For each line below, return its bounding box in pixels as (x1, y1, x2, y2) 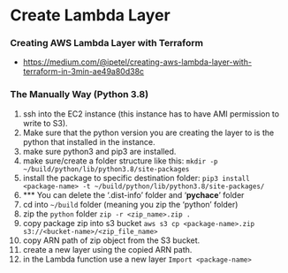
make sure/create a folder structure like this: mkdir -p (22, 155, 218, 166)
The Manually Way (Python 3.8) (10, 88, 149, 101)
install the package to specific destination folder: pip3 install (22, 172, 250, 183)
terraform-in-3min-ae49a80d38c (22, 66, 145, 77)
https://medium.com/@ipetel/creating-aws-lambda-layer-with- (22, 57, 253, 67)
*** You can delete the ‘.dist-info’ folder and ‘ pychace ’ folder (22, 189, 245, 200)
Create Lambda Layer (10, 5, 171, 26)
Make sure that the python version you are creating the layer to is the (22, 127, 275, 138)
